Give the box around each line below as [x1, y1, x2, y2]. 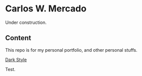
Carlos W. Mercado [5, 3, 87, 14]
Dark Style [5, 57, 27, 63]
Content [5, 34, 32, 42]
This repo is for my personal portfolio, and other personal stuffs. [5, 47, 138, 53]
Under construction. [5, 19, 47, 25]
